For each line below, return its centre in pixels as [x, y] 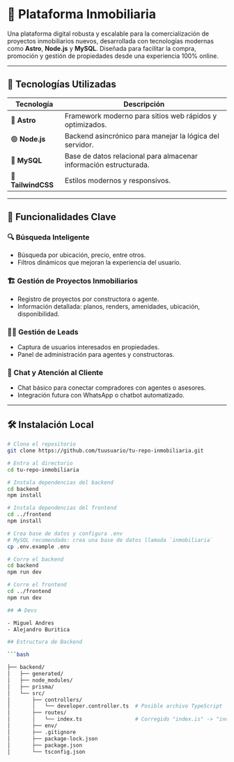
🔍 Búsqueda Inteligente [48, 237]
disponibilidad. [38, 314]
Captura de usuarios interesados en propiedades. [88, 347]
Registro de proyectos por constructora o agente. [88, 299]
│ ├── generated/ [36, 674]
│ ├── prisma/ [31, 687]
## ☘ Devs [22, 610]
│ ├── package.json [45, 745]
